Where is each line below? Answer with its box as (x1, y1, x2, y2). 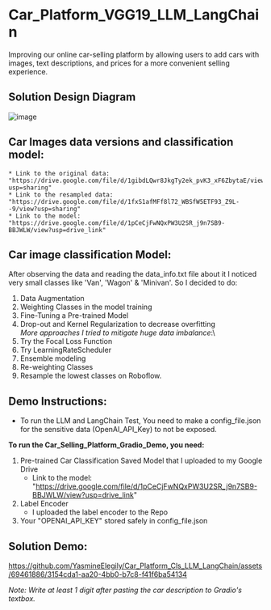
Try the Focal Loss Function (19, 337, 113, 346)
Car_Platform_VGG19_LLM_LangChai (8, 6, 260, 24)
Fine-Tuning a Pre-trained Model (19, 311, 129, 320)
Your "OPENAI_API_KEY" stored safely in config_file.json (19, 516, 208, 526)
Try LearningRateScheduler (19, 345, 111, 355)
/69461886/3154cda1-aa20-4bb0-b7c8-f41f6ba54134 (8, 570, 188, 579)
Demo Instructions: (8, 394, 107, 408)
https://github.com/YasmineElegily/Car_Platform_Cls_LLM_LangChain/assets (8, 561, 263, 570)
